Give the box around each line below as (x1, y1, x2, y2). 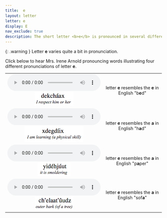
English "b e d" (118, 90, 147, 96)
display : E (5, 24, 28, 29)
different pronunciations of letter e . (5, 64, 77, 69)
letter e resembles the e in (105, 85, 159, 91)
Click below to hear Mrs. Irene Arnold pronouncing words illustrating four (5, 58, 155, 64)
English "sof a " (117, 195, 147, 201)
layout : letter (5, 13, 37, 18)
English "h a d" (118, 126, 147, 131)
